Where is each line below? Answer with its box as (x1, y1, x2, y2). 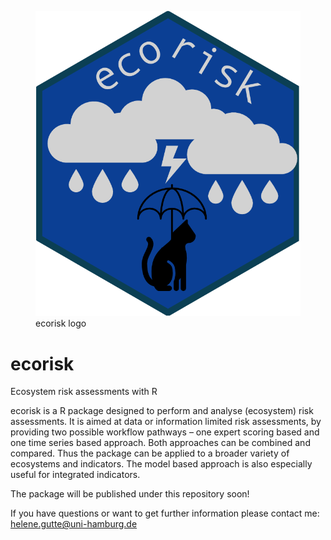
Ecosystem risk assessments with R (10, 386, 158, 398)
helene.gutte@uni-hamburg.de (10, 518, 138, 530)
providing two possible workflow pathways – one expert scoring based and (10, 426, 320, 438)
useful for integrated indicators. (10, 469, 141, 481)
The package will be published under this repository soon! (10, 488, 250, 500)
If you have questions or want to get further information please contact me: (10, 507, 320, 520)
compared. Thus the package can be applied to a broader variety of (10, 447, 290, 460)
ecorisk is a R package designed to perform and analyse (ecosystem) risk (10, 405, 314, 417)
